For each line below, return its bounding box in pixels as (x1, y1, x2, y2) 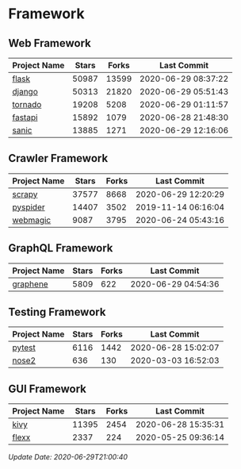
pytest (12, 342, 36, 353)
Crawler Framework (8, 152, 109, 165)
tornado (12, 99, 42, 110)
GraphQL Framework (8, 241, 113, 255)
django (12, 86, 38, 97)
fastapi (12, 112, 38, 123)
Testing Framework (8, 306, 106, 319)
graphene (12, 279, 49, 290)
